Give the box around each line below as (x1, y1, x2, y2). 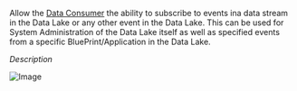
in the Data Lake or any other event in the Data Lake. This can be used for (9, 17, 284, 28)
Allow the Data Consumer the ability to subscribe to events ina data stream (9, 8, 288, 18)
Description (9, 54, 53, 64)
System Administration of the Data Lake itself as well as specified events (9, 27, 281, 37)
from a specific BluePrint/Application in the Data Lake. (9, 36, 211, 47)
